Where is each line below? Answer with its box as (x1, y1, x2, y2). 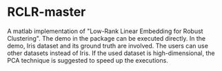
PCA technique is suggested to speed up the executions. (7, 56, 169, 64)
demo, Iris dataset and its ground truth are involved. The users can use (7, 41, 209, 50)
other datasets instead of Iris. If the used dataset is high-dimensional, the (7, 49, 215, 57)
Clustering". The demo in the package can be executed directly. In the (7, 34, 206, 42)
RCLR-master (7, 4, 86, 20)
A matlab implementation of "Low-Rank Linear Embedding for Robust (7, 27, 203, 35)
